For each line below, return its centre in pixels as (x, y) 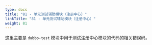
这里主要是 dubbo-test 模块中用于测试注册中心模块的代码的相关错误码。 (77, 38)
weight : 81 (16, 23)
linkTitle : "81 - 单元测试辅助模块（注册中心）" (51, 19)
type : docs (16, 10)
